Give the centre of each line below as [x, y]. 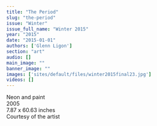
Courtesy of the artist [33, 117]
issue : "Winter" [27, 23]
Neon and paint [26, 97]
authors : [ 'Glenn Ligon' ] [39, 46]
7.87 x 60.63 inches [31, 110]
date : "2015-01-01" [31, 40]
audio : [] [19, 57]
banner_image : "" [28, 68]
